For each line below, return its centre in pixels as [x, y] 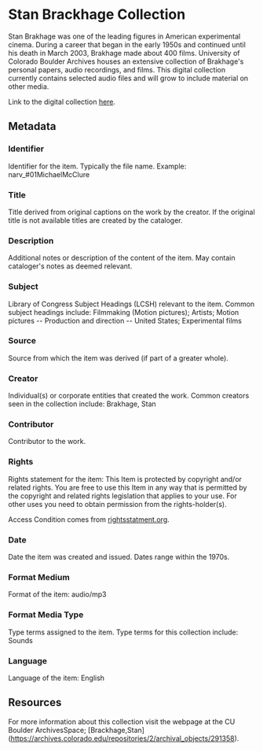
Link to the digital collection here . [62, 102]
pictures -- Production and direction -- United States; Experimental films [125, 320]
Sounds [20, 640]
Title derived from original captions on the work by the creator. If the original [131, 212]
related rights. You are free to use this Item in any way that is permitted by [128, 487]
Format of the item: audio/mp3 [57, 594]
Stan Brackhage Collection [97, 15]
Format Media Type [46, 615]
